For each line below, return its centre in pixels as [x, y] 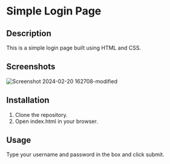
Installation [28, 100]
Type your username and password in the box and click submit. [85, 154]
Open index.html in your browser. [56, 121]
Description [29, 33]
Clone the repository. [41, 115]
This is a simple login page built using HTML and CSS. [74, 48]
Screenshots [31, 67]
